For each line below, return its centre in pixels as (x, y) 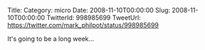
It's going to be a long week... (51, 39)
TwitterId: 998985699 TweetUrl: (94, 18)
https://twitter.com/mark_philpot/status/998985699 (83, 25)
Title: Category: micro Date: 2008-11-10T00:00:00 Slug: (89, 10)
